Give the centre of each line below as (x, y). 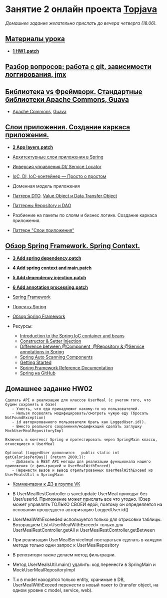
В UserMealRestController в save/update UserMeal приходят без (80, 494)
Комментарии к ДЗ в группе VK (46, 484)
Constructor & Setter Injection (50, 341)
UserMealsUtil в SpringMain (34, 475)
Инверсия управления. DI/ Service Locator (57, 166)
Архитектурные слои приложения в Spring (58, 157)
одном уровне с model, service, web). (52, 590)
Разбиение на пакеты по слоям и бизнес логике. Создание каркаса (85, 215)
